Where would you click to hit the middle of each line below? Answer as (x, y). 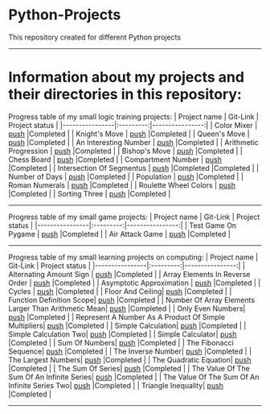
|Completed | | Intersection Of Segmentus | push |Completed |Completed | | (134, 168)
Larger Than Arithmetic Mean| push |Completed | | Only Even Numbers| (127, 308)
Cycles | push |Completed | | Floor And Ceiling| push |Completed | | (120, 291)
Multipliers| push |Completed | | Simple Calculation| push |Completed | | (127, 325)
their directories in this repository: (125, 95)
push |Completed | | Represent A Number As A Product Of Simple (117, 317)
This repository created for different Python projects (95, 37)
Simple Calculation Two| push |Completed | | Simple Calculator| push (123, 334)
